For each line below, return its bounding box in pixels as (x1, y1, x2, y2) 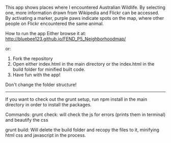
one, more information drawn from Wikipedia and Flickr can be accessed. (5, 10, 159, 16)
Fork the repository (12, 55, 53, 62)
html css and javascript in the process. (5, 132, 87, 138)
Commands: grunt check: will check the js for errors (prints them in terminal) (5, 111, 166, 118)
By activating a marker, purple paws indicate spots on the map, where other (5, 15, 164, 21)
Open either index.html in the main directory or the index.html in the (12, 61, 155, 67)
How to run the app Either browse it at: (5, 31, 87, 36)
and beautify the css (5, 117, 48, 123)
